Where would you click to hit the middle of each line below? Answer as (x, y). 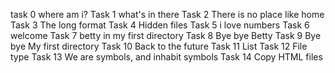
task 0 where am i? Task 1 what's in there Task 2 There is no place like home (167, 14)
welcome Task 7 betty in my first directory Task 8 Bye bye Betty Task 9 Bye (166, 35)
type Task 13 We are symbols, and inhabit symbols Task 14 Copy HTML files (166, 57)
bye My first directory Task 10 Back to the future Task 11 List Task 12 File (159, 46)
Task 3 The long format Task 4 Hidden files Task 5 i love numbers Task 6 (160, 25)
